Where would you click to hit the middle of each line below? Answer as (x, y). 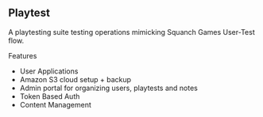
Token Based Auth (50, 96)
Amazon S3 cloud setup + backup (75, 79)
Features (23, 55)
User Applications (49, 71)
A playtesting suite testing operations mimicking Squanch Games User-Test (132, 32)
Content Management (55, 104)
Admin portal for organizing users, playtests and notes (109, 88)
